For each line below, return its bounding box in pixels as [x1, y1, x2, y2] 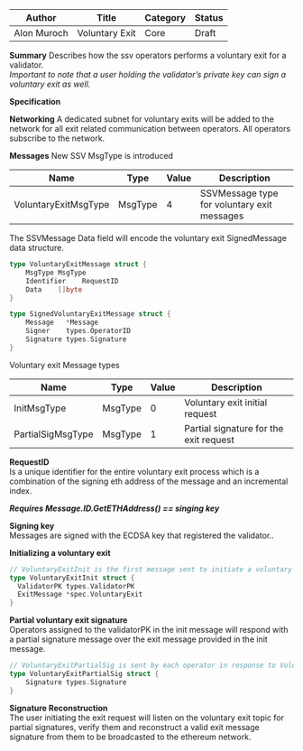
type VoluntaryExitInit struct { [9, 573, 135, 582]
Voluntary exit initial [184, 396, 268, 409]
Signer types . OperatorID [25, 327, 131, 336]
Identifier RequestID [25, 276, 119, 285]
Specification [9, 97, 61, 107]
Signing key [9, 520, 55, 531]
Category [144, 12, 187, 23]
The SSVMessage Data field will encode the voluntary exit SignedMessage [9, 233, 287, 243]
